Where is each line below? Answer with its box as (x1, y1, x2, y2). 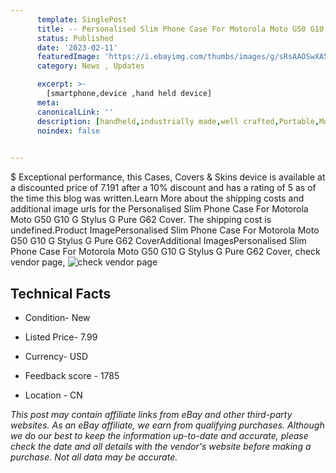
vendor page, (10, 256, 66, 268)
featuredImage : (36, 52, 101, 62)
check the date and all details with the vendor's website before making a (10, 440, 312, 452)
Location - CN (24, 389, 83, 401)
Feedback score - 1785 (24, 369, 120, 381)
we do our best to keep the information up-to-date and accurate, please (10, 429, 309, 441)
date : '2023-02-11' (36, 42, 118, 53)
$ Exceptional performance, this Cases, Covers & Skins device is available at (10, 171, 326, 183)
